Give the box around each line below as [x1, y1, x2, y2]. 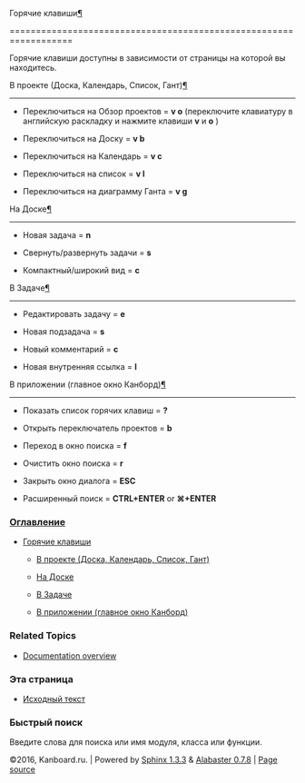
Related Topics [9, 629, 77, 642]
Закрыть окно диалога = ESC [22, 476, 136, 486]
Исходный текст [22, 693, 86, 704]
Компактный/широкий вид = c [22, 265, 141, 275]
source [9, 764, 36, 775]
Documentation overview [22, 649, 117, 661]
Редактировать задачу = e [22, 309, 125, 319]
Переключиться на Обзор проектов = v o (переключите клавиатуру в [22, 106, 293, 116]
